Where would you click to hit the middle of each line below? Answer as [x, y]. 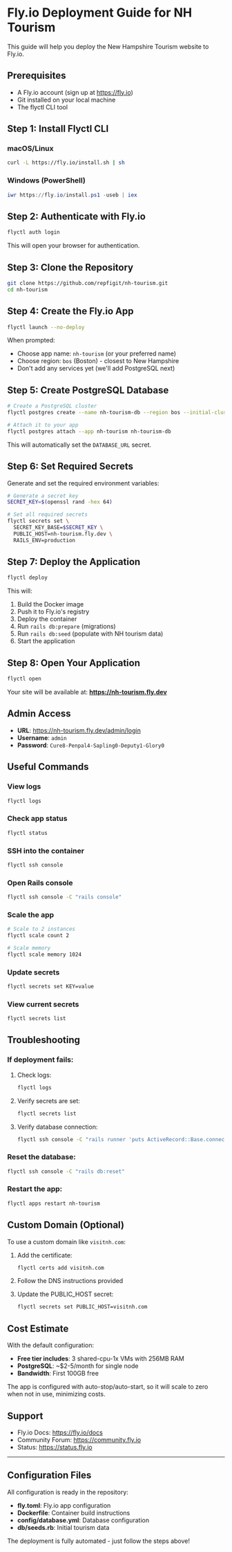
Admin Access [39, 714]
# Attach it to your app [43, 425]
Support [25, 1416]
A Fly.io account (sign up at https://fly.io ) [75, 92]
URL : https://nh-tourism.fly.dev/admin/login [79, 730]
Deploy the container [47, 619]
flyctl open [24, 679]
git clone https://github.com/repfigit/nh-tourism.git [88, 283]
